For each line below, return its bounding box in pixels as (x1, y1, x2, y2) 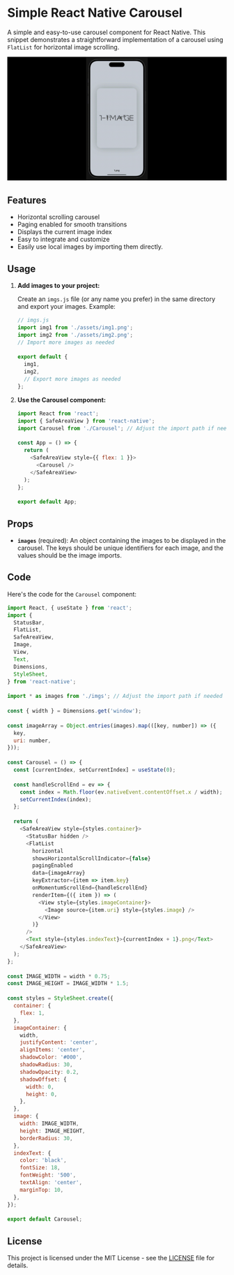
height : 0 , (25, 1091, 58, 1098)
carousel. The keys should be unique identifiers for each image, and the (17, 544, 224, 552)
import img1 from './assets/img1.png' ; (17, 323, 134, 331)
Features (7, 194, 47, 206)
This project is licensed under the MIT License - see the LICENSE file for (7, 1254, 214, 1262)
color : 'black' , (19, 1157, 68, 1164)
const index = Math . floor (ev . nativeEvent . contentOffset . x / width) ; (19, 788, 223, 796)
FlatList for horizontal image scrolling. (7, 43, 120, 51)
